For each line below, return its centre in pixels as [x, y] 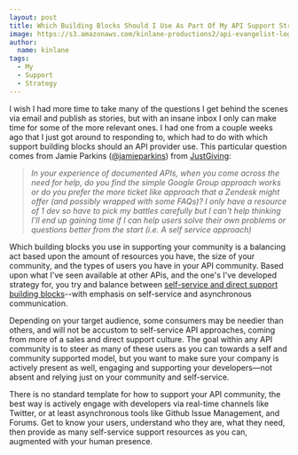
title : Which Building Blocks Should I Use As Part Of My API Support [142, 26]
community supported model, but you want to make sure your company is [144, 358]
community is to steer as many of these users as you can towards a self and [149, 349]
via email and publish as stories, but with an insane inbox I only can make [143, 118]
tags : [19, 59]
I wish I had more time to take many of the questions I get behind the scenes [149, 108]
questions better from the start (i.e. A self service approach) [141, 229]
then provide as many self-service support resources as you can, [129, 432]
